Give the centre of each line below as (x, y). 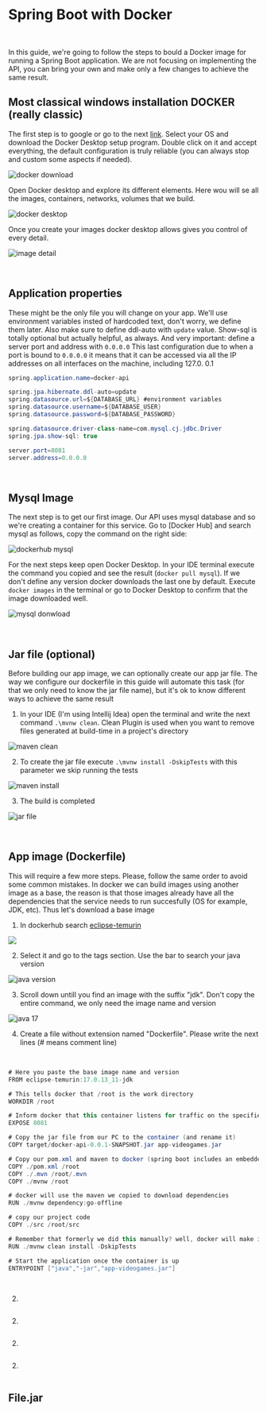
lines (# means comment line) (68, 1042)
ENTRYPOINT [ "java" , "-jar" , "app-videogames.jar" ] (92, 1268)
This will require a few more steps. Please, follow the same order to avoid (128, 876)
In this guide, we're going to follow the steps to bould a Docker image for (127, 52)
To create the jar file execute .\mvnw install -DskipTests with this (128, 762)
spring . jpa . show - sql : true (53, 436)
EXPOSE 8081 (28, 1123)
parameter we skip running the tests (79, 770)
